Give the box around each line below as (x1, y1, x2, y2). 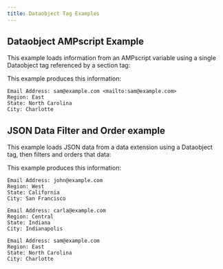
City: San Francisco (7, 195, 67, 202)
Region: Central (7, 213, 54, 221)
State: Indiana (7, 219, 51, 226)
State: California (7, 189, 60, 197)
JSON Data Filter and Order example (7, 125, 166, 137)
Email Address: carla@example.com (7, 208, 107, 215)
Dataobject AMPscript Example (7, 36, 145, 48)
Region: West (7, 183, 45, 190)
